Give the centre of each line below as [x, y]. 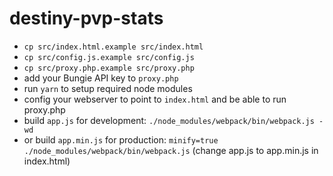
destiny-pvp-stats [86, 18]
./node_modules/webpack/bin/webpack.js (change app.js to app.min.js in [171, 150]
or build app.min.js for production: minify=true [121, 139]
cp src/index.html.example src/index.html [113, 47]
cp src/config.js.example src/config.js [109, 57]
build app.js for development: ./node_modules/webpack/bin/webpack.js [169, 120]
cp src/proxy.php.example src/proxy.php [109, 68]
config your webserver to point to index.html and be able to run [155, 99]
